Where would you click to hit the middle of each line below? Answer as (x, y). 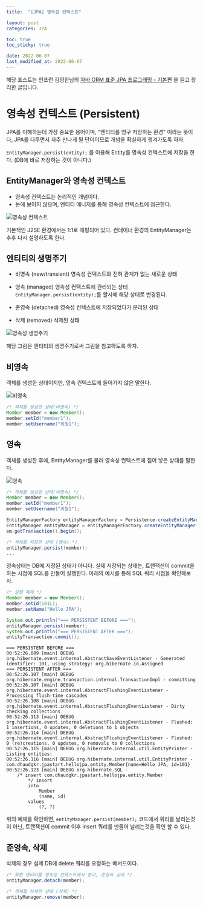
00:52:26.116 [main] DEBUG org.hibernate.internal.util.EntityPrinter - (100, 759)
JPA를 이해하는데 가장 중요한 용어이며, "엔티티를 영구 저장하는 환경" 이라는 (94, 132)
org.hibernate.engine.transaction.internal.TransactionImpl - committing (101, 680)
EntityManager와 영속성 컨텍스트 (66, 181)
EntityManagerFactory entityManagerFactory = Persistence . (82, 520)
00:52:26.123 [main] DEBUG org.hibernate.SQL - (67, 770)
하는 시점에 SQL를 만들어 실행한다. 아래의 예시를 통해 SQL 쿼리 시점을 (88, 573)
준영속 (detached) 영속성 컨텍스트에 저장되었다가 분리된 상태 (87, 307)
